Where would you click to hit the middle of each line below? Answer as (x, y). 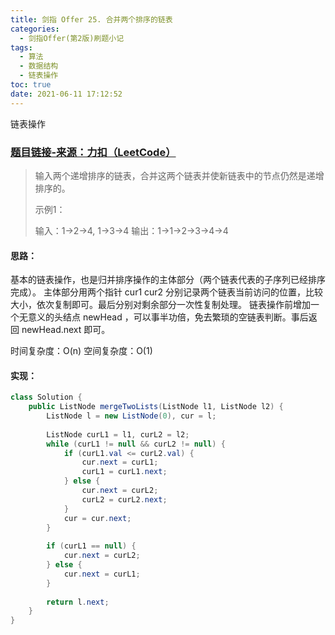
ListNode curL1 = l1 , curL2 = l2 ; (118, 434)
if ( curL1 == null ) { (91, 546)
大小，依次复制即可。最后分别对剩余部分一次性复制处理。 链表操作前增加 (160, 305)
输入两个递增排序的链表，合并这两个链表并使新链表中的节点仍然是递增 (179, 175)
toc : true (31, 85)
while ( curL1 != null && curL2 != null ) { (136, 444)
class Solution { (46, 397)
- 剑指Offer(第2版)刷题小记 (72, 38)
